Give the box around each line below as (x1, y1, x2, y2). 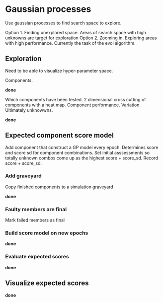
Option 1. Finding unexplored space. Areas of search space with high (5, 29, 147, 35)
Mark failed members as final (5, 217, 65, 223)
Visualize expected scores (5, 279, 89, 288)
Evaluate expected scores (5, 253, 69, 260)
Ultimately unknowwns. (5, 107, 53, 113)
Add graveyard (5, 172, 42, 179)
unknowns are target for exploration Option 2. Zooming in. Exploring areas (5, 35, 157, 41)
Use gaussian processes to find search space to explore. (5, 20, 122, 26)
